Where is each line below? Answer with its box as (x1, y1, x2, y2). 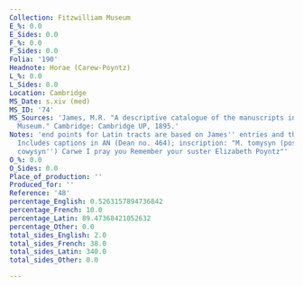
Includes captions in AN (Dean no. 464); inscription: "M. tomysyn (17, 139, 277, 147)
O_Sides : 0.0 (9, 164, 59, 173)
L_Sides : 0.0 (9, 80, 59, 89)
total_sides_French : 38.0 (9, 239, 106, 248)
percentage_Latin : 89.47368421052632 (9, 213, 151, 223)
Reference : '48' (9, 189, 70, 198)
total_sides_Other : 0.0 (9, 255, 99, 265)
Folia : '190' (9, 55, 59, 64)
